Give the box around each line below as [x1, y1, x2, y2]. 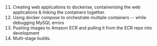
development [12, 30, 40, 36]
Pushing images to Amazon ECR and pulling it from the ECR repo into [12, 25, 153, 31]
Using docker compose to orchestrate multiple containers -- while [12, 15, 147, 20]
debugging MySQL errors [12, 20, 64, 25]
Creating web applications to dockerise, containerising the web [12, 4, 141, 10]
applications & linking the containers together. [12, 9, 106, 15]
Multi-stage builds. [12, 35, 51, 41]
